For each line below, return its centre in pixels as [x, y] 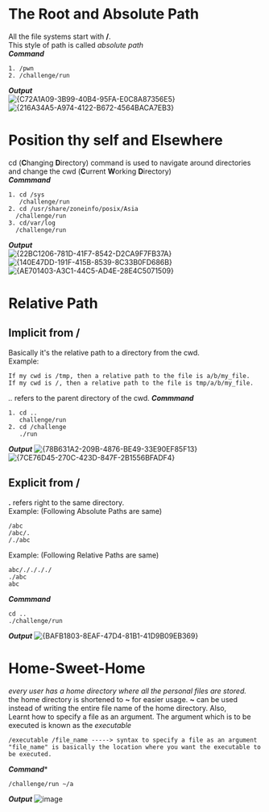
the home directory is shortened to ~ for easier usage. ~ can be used [123, 699]
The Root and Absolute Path [104, 14]
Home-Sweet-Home [77, 668]
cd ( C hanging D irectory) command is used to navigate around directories [130, 162]
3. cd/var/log [32, 223]
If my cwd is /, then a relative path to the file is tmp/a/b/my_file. [131, 383]
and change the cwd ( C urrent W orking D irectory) [90, 171]
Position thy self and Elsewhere [116, 140]
